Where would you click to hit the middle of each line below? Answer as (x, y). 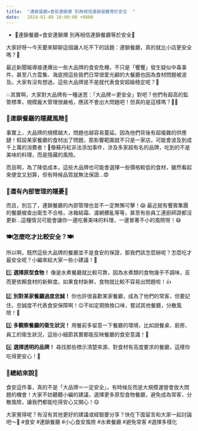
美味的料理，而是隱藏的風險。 (42, 155)
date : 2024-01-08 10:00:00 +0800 (50, 17)
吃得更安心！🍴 (24, 356)
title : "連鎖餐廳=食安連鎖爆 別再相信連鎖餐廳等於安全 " (71, 12)
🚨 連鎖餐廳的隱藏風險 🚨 (37, 119)
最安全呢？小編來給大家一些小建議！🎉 (52, 260)
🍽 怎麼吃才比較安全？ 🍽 (40, 237)
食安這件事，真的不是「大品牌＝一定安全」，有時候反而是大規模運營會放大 (95, 387)
